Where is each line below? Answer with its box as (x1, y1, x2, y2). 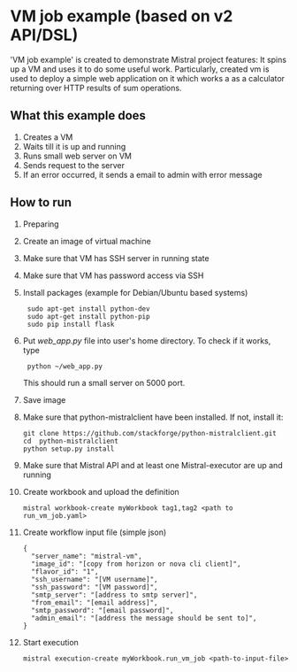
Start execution (22, 637, 79, 647)
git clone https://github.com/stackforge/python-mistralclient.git (22, 429, 277, 437)
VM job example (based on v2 (10, 6, 233, 27)
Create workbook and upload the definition (22, 486, 179, 497)
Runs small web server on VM (22, 151, 132, 161)
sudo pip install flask (27, 320, 115, 328)
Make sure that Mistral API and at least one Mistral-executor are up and (22, 460, 283, 470)
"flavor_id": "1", (31, 567, 99, 576)
